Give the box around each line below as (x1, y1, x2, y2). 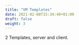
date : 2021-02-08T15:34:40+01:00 (5, 12, 75, 17)
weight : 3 (5, 21, 26, 26)
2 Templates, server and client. (5, 35, 69, 41)
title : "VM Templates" (5, 7, 52, 12)
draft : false (5, 16, 32, 21)
